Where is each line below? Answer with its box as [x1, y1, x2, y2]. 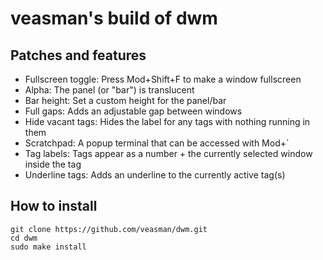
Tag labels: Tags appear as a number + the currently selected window [24, 148, 313, 159]
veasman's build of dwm [10, 7, 218, 30]
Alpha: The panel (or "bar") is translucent [24, 84, 195, 96]
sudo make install [10, 242, 87, 252]
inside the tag [24, 158, 82, 170]
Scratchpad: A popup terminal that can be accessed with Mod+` [24, 137, 290, 149]
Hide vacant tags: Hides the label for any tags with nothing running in [24, 116, 311, 127]
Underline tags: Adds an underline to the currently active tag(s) [24, 169, 286, 181]
